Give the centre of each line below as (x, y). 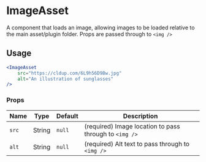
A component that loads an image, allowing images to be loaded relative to (101, 28)
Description (140, 116)
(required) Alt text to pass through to (137, 144)
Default (67, 116)
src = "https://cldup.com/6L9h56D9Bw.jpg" (70, 73)
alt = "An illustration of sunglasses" (66, 79)
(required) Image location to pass (132, 126)
